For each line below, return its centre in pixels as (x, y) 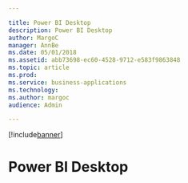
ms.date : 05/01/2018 (43, 53)
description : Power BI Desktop (60, 30)
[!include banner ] (36, 135)
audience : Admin (35, 105)
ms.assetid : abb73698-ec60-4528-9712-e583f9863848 (94, 60)
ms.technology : (34, 90)
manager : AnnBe (34, 45)
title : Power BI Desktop (50, 22)
